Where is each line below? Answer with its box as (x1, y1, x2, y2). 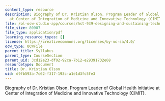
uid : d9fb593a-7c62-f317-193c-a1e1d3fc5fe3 (5, 71, 96, 76)
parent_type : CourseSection (5, 53, 63, 58)
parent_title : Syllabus (5, 48, 54, 53)
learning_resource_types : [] (5, 35, 65, 40)
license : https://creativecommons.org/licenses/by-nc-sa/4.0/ (5, 39, 135, 44)
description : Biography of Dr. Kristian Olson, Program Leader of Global (5, 12, 160, 17)
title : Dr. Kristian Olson (5, 67, 60, 72)
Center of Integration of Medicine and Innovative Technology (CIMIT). (5, 90, 146, 96)
